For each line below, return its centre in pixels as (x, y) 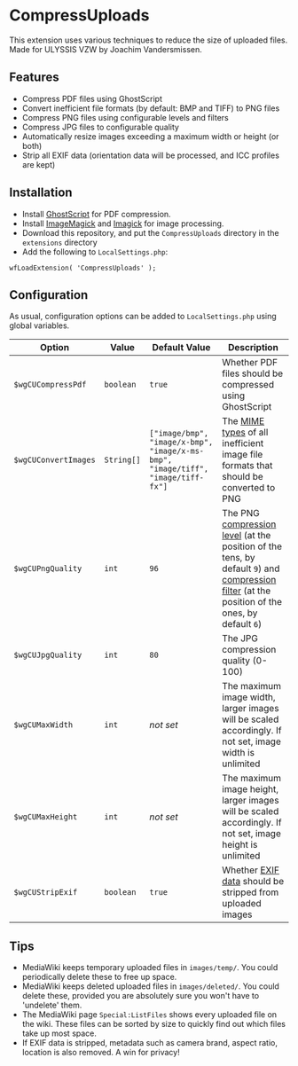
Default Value (181, 348)
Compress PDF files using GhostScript (92, 98)
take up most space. (59, 1033)
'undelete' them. (52, 1005)
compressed (248, 385)
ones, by (239, 613)
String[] (122, 460)
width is (238, 753)
